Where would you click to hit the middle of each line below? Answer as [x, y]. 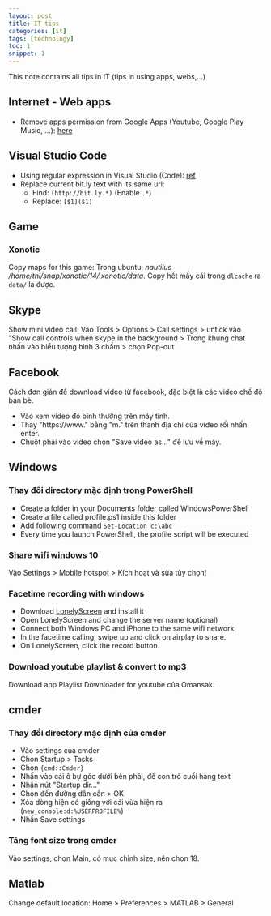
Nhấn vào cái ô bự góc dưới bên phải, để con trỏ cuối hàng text [125, 777]
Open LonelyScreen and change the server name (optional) [119, 620]
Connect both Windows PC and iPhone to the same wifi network [127, 628]
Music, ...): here [46, 130]
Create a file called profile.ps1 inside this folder [98, 516]
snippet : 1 [27, 54]
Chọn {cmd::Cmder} [52, 768]
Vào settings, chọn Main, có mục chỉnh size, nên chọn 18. [104, 858]
